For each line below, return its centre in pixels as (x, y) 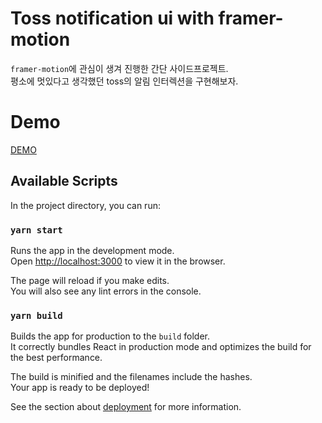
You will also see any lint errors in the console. (106, 291)
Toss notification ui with (112, 18)
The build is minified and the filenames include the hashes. (131, 377)
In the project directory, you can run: (85, 205)
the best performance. (56, 358)
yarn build (36, 315)
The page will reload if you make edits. (90, 280)
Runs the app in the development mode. (92, 250)
